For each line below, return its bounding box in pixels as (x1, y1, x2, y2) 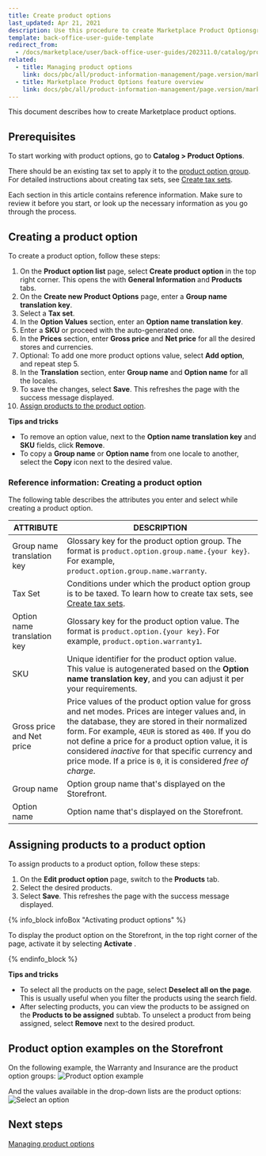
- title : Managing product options (15, 63, 133, 71)
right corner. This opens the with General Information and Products (19, 275, 243, 284)
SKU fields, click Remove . (19, 441, 105, 450)
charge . (66, 766, 96, 777)
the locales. (19, 376, 58, 385)
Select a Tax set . (19, 308, 75, 318)
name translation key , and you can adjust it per (66, 673, 244, 684)
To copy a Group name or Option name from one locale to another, (19, 449, 239, 458)
